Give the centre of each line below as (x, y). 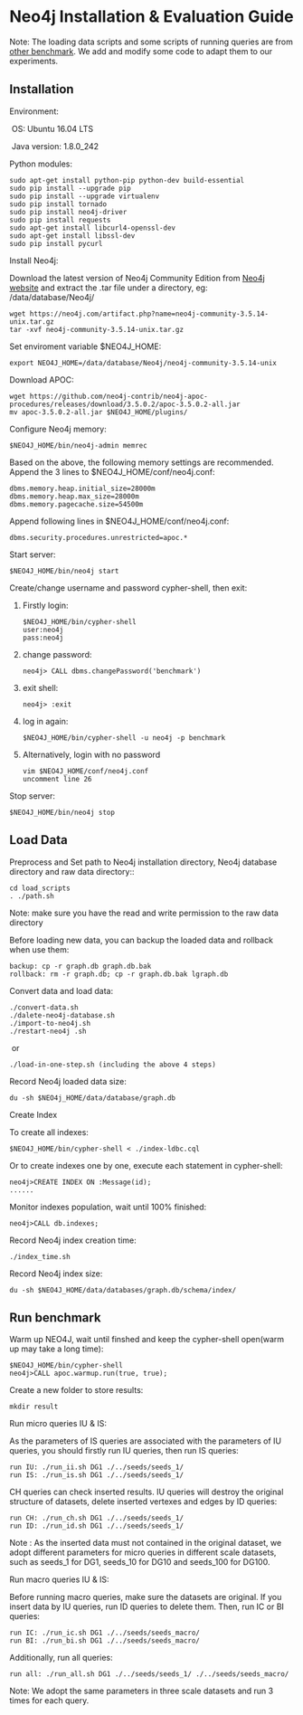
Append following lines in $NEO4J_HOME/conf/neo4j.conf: (119, 521)
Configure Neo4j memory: (58, 429)
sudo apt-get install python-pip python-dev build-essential (127, 180)
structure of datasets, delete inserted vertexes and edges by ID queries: (143, 1502)
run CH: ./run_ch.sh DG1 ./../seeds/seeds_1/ (96, 1518)
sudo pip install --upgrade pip (70, 188)
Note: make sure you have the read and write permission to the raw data (144, 913)
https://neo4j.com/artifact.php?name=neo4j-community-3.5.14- (149, 314)
